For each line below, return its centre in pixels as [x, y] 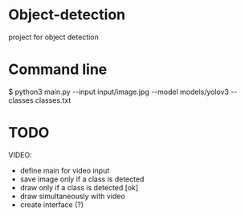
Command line [58, 69]
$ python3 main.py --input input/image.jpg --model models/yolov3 [118, 92]
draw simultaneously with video [73, 196]
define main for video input [65, 170]
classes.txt [53, 100]
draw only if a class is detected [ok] [79, 187]
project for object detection [53, 37]
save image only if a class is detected [82, 179]
